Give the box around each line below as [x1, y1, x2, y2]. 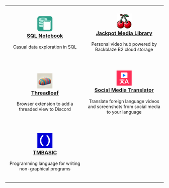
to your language [106, 109, 142, 115]
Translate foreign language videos [89, 98, 159, 104]
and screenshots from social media [88, 104, 161, 110]
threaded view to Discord [19, 106, 71, 112]
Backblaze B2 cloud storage [95, 46, 153, 53]
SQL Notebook [27, 32, 63, 39]
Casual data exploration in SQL [13, 44, 77, 50]
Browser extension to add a [17, 101, 73, 107]
